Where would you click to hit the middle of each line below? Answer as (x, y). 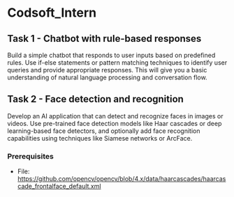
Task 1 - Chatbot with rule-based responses (104, 39)
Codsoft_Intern (52, 13)
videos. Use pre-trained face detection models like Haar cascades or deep (115, 123)
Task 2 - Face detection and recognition (95, 99)
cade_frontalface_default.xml (59, 187)
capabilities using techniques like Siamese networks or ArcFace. (100, 138)
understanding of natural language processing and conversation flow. (107, 77)
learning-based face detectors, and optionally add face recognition (104, 131)
